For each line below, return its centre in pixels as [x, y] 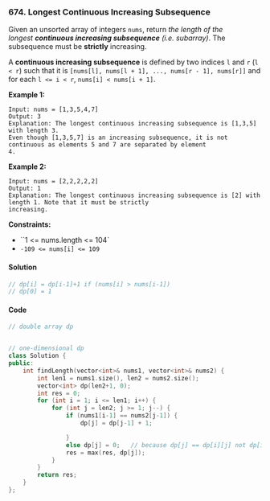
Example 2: [27, 166]
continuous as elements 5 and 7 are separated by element [107, 145]
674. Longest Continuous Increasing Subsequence [109, 12]
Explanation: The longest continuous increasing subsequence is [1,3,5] [133, 124]
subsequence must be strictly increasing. [78, 47]
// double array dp [41, 327]
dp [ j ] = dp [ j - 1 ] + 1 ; [116, 423]
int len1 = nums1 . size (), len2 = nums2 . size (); [118, 378]
